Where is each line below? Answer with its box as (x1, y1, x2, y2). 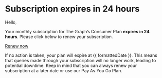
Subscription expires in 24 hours (5, 3, 140, 14)
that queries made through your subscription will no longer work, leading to (5, 57, 156, 63)
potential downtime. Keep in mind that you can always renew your (5, 63, 137, 68)
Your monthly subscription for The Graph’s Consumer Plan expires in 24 (5, 28, 150, 34)
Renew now (5, 43, 29, 49)
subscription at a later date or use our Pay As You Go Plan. (5, 67, 123, 73)
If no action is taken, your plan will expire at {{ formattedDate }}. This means (5, 52, 157, 58)
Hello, (5, 19, 17, 25)
